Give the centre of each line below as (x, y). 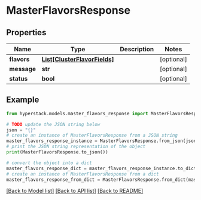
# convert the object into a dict (49, 163)
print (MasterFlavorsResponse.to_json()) (57, 152)
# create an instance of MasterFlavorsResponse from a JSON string (92, 136)
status (19, 79)
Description (137, 49)
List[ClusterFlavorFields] (78, 59)
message (22, 69)
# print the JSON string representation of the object (76, 147)
